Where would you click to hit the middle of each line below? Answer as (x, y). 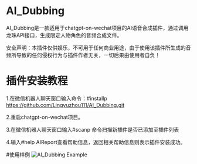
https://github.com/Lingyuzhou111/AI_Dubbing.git (65, 105)
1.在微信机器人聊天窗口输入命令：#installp (57, 98)
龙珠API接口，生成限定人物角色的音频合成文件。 (64, 35)
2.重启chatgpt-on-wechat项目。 (45, 117)
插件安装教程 (37, 81)
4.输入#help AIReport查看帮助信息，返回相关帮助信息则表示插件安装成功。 (96, 142)
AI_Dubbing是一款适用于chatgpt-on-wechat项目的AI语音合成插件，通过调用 (97, 28)
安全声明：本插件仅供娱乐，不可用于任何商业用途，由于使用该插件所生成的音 (98, 48)
